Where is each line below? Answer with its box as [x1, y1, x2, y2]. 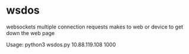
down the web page [6, 29, 55, 36]
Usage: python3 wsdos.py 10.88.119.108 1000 [6, 41, 116, 48]
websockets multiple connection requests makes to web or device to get [6, 23, 184, 30]
